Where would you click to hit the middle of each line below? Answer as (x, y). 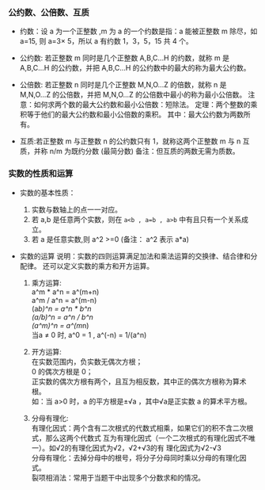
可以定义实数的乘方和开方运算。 (102, 266)
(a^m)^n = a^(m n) (60, 325)
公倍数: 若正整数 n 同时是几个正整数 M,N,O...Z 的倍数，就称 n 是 (123, 85)
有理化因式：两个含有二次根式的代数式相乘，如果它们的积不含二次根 (142, 428)
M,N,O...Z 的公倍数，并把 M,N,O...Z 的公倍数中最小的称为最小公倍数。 (133, 95)
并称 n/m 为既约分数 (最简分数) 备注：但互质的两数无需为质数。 (136, 151)
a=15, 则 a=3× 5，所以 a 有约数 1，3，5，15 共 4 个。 (106, 41)
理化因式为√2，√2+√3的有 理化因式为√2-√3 (150, 448)
